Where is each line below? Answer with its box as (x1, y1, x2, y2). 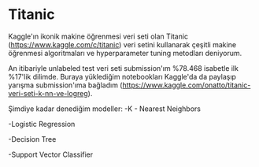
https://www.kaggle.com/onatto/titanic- (121, 80, 251, 90)
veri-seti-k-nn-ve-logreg (8, 88, 88, 98)
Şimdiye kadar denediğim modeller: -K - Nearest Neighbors (8, 104, 201, 113)
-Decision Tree (8, 134, 57, 143)
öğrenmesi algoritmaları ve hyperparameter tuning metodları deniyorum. (8, 48, 242, 58)
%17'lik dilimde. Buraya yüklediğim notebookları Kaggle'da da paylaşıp (8, 72, 236, 81)
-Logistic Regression (8, 119, 76, 128)
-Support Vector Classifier (8, 150, 94, 159)
